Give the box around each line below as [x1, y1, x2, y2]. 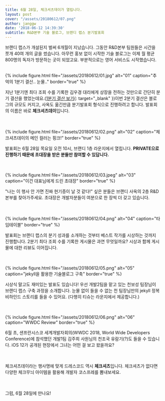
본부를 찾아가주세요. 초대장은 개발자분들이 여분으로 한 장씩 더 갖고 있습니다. [5, 195, 150, 200]
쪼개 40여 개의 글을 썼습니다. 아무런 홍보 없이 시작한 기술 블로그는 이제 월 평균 [5, 50, 155, 56]
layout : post [5, 12, 32, 17]
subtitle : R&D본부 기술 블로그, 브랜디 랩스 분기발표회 [5, 30, 105, 35]
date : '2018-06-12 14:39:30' [5, 26, 65, 31]
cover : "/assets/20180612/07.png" [5, 16, 76, 21]
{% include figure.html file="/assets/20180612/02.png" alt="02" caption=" [5, 129, 156, 134]
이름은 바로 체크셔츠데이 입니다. [10, 108, 70, 114]
